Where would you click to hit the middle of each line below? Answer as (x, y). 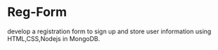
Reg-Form (37, 12)
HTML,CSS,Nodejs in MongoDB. (54, 38)
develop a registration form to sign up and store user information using (109, 31)
